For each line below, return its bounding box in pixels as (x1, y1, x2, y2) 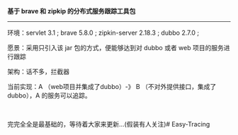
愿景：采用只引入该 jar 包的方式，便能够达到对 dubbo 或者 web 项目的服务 (7, 44, 225, 52)
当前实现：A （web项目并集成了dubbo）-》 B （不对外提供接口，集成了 (7, 83, 217, 90)
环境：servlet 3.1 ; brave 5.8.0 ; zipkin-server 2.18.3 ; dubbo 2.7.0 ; (7, 28, 200, 37)
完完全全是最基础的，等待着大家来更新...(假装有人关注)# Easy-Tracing (7, 120, 210, 128)
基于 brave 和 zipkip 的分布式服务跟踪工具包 (7, 7, 136, 15)
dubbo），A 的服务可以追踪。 (7, 91, 91, 100)
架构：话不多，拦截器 (7, 67, 69, 76)
